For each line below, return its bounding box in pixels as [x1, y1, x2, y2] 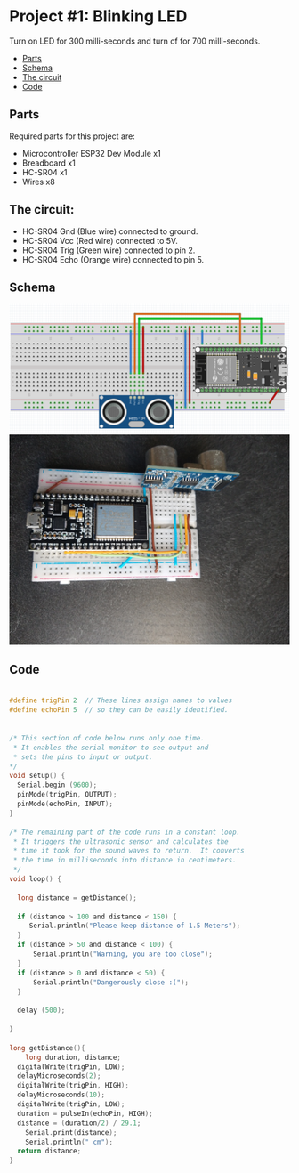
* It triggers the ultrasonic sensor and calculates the [12, 837, 229, 846]
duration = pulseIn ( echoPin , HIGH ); [17, 1109, 153, 1118]
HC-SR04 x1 [21, 166, 69, 177]
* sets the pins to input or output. [12, 752, 153, 762]
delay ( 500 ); [17, 1006, 66, 1015]
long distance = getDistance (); [17, 893, 138, 902]
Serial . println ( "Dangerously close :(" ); [32, 977, 190, 987]
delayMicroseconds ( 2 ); [17, 1072, 101, 1080]
